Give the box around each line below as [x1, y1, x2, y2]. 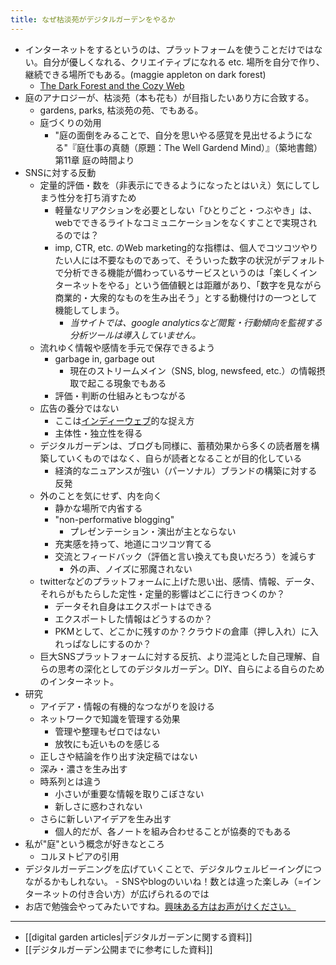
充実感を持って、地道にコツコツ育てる [54, 537, 212, 550]
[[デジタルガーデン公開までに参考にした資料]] [24, 943, 213, 955]
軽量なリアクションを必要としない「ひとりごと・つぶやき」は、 [54, 204, 318, 216]
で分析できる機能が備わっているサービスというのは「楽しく [54, 266, 300, 278]
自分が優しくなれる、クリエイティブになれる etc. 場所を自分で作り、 [42, 56, 325, 68]
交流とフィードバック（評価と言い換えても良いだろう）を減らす [54, 550, 317, 562]
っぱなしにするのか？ [63, 637, 152, 650]
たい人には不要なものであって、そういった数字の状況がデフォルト [54, 254, 326, 266]
